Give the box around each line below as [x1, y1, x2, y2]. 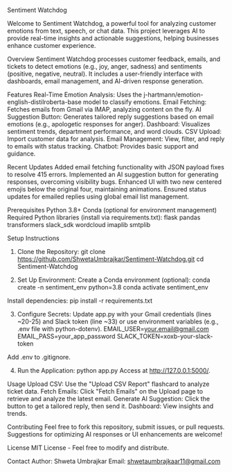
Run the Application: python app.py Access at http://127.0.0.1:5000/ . [17, 366, 211, 374]
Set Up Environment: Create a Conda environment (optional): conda [17, 276, 211, 284]
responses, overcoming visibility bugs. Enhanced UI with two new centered [7, 178, 222, 186]
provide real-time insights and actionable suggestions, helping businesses [7, 34, 220, 42]
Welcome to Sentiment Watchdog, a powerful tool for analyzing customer [7, 19, 217, 27]
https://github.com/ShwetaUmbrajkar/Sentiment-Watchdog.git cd [17, 255, 204, 263]
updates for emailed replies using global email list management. [7, 192, 189, 201]
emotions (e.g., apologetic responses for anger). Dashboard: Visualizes [7, 120, 211, 128]
